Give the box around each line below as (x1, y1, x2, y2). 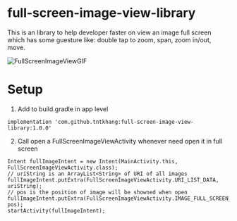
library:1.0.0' (7, 125, 52, 132)
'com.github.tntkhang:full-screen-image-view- (54, 118, 194, 125)
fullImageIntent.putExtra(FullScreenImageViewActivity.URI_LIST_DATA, (7, 176, 219, 184)
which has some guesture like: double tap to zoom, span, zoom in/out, (7, 35, 212, 44)
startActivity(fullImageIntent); (7, 207, 106, 214)
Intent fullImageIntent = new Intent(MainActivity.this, (7, 158, 178, 165)
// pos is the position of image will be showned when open (7, 189, 188, 196)
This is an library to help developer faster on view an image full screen (7, 28, 212, 37)
